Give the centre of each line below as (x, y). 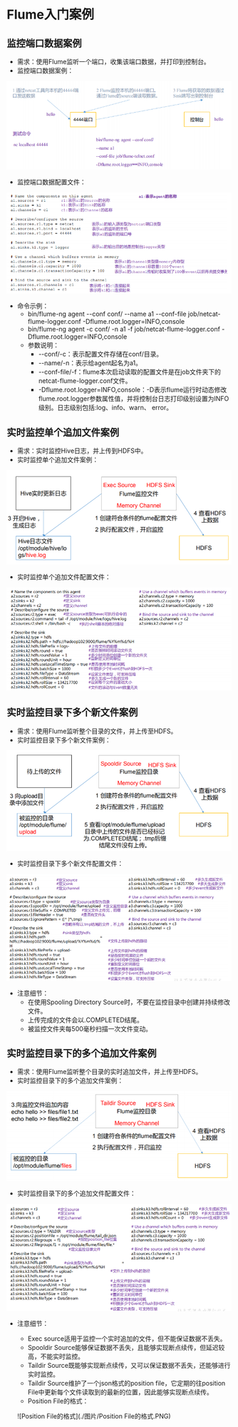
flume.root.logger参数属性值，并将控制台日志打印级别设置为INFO (134, 399)
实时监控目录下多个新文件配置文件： (70, 864)
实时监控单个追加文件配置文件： (64, 577)
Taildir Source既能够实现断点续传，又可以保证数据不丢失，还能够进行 (129, 1366)
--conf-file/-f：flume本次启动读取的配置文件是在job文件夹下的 (130, 372)
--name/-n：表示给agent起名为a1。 (90, 363)
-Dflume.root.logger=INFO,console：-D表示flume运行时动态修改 (133, 390)
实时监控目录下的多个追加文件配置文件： (76, 1193)
